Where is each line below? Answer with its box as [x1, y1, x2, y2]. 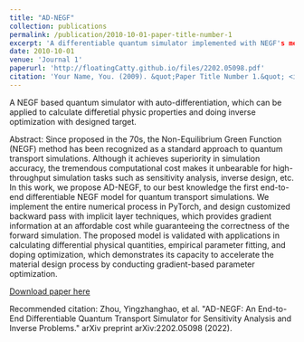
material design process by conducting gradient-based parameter [9, 259, 255, 270]
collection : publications [9, 22, 107, 31]
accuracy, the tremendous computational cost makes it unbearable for [9, 162, 271, 173]
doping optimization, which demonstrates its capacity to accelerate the [9, 249, 274, 260]
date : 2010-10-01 [9, 47, 75, 56]
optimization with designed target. [9, 116, 138, 127]
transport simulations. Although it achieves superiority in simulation [9, 153, 261, 164]
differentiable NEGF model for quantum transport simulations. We [25, 191, 270, 202]
